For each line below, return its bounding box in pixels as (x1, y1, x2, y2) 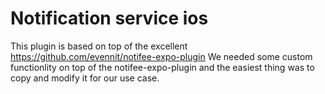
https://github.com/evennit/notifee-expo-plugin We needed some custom (10, 50, 313, 62)
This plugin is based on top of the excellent (10, 40, 188, 52)
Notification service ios (10, 7, 209, 30)
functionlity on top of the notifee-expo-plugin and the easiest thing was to (10, 61, 315, 73)
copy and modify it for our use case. (10, 72, 160, 84)
